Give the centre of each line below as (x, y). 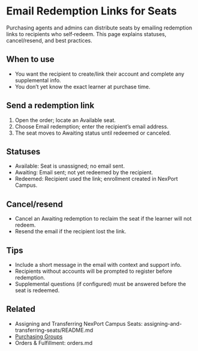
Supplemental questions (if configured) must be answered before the (100, 284)
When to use (31, 59)
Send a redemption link (50, 105)
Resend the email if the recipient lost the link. (70, 231)
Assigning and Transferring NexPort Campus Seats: (79, 323)
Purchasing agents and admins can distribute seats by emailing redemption (99, 28)
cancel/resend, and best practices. (49, 40)
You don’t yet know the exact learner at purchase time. (82, 87)
